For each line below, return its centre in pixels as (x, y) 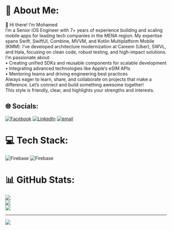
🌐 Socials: (22, 107)
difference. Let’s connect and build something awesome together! (75, 85)
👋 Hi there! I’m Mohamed (31, 25)
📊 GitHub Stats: (40, 180)
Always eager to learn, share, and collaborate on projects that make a (79, 79)
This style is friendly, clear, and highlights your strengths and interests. (80, 90)
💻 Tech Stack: (37, 140)
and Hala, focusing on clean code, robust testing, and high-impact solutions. (86, 52)
